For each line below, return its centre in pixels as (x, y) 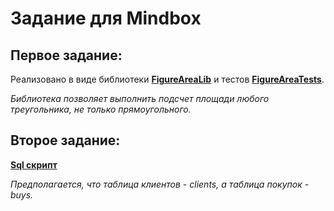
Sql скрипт (34, 164)
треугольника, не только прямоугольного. (101, 109)
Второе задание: (65, 140)
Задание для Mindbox (106, 18)
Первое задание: (66, 55)
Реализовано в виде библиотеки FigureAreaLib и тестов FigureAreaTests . (167, 79)
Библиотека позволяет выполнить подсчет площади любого (140, 98)
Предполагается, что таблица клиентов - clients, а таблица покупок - (160, 184)
